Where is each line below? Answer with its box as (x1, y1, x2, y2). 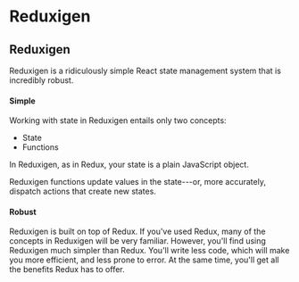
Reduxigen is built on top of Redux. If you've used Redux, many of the (9, 226, 266, 237)
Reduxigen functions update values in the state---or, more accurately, (9, 177, 266, 187)
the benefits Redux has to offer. (9, 264, 125, 275)
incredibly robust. (9, 75, 74, 86)
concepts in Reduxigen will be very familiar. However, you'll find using (9, 236, 266, 246)
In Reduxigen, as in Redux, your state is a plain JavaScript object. (9, 159, 250, 170)
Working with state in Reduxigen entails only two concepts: (9, 115, 227, 126)
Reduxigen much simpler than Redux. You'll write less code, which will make (9, 245, 290, 256)
